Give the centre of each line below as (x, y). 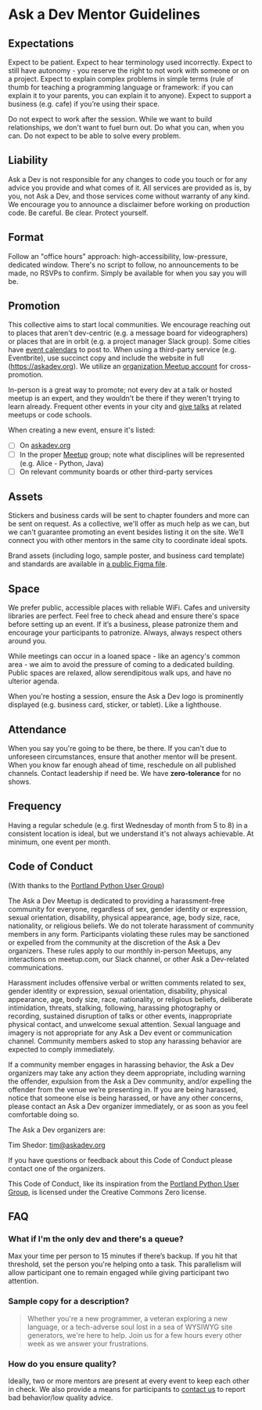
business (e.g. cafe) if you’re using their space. (84, 104)
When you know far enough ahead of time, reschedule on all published (122, 765)
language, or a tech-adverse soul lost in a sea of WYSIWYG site (130, 1327)
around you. (27, 641)
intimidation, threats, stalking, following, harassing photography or (115, 1007)
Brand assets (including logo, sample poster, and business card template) (126, 556)
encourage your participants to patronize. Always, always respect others (125, 632)
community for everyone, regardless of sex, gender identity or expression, (128, 909)
